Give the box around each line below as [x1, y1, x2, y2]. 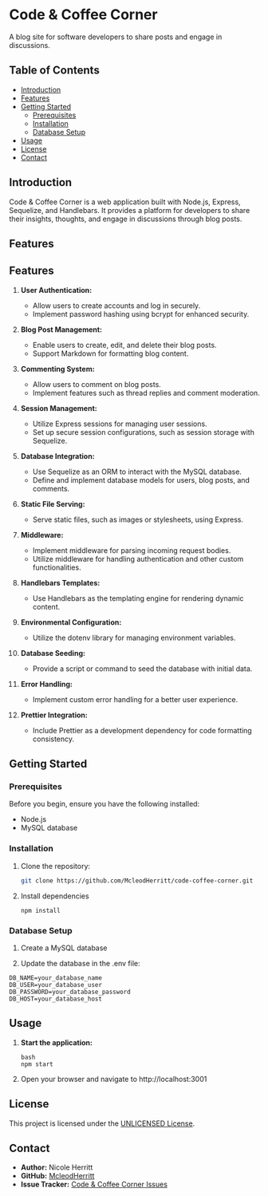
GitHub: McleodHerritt [20, 1171, 95, 1181]
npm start [20, 1060, 54, 1068]
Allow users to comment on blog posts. [32, 379, 162, 389]
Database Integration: [20, 451, 95, 460]
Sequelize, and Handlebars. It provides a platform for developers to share [9, 205, 250, 215]
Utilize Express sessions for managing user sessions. [32, 419, 207, 428]
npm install [20, 906, 61, 914]
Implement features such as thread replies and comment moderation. [32, 388, 260, 397]
